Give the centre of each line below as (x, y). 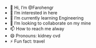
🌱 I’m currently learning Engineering (47, 18)
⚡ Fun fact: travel (27, 41)
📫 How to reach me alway (37, 29)
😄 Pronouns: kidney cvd (35, 36)
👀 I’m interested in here (34, 13)
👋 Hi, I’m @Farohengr (32, 8)
